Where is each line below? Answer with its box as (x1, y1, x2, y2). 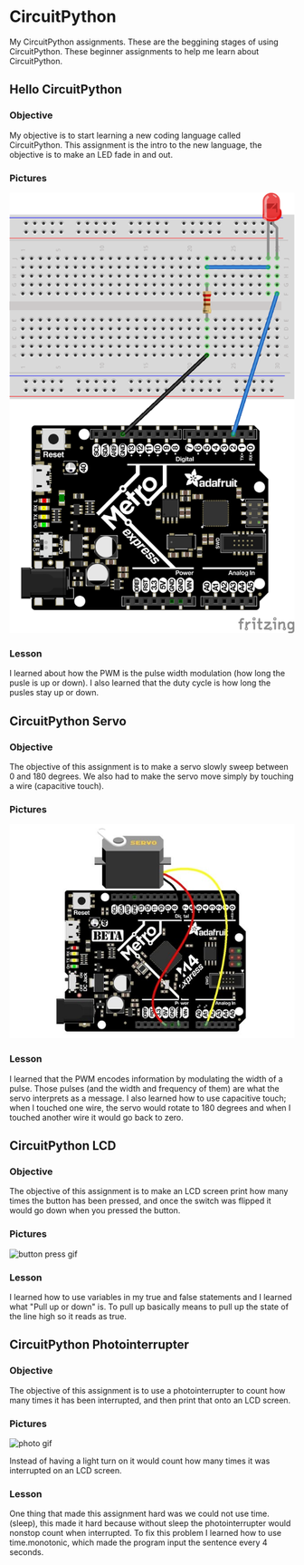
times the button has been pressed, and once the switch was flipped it (9, 1195, 271, 1207)
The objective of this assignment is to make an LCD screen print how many (9, 1186, 289, 1197)
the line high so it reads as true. (9, 1311, 127, 1322)
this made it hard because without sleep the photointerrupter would (39, 1518, 291, 1529)
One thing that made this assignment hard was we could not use (9, 1508, 250, 1520)
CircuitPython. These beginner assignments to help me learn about (9, 45, 260, 56)
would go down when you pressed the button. (9, 1205, 181, 1216)
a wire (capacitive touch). (9, 781, 104, 792)
